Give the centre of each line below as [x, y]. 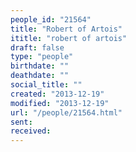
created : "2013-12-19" [57, 94]
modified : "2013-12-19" [60, 103]
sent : [21, 122]
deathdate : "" [40, 76]
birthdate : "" [40, 66]
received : [31, 131]
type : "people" [42, 57]
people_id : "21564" [51, 19]
